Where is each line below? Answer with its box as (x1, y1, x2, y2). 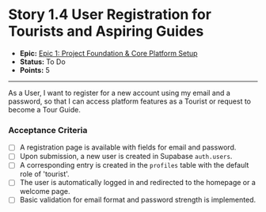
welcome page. (19, 187, 70, 196)
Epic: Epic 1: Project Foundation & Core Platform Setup (19, 48, 198, 58)
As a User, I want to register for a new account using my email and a (8, 88, 231, 97)
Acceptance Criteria (8, 124, 88, 135)
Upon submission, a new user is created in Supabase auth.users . (19, 152, 233, 161)
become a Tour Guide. (8, 104, 81, 114)
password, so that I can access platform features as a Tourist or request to (8, 97, 252, 106)
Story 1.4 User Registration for (8, 6, 212, 24)
